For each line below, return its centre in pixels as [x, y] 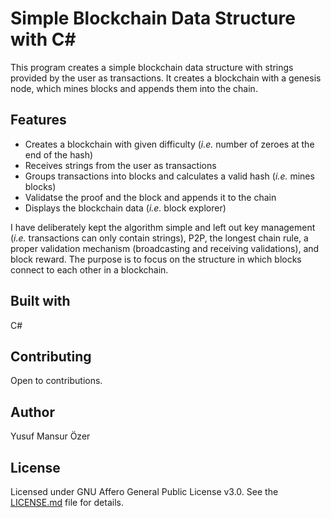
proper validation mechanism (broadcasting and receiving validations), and [165, 248]
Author [32, 412]
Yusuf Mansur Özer [50, 436]
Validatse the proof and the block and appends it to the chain [150, 197]
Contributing [51, 356]
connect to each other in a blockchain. [89, 269]
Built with [40, 301]
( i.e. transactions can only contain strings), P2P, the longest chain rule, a [159, 238]
